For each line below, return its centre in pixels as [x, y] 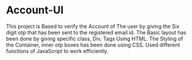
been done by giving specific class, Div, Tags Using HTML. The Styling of [95, 38]
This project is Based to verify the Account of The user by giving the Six [93, 26]
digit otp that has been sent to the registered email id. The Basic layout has [96, 32]
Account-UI [35, 10]
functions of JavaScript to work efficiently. [57, 51]
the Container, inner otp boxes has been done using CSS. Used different [93, 45]
